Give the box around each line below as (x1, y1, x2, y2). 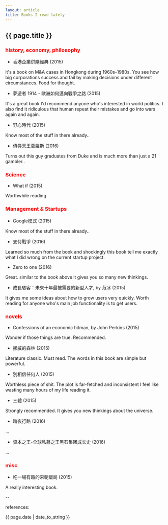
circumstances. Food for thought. (5, 80, 75, 86)
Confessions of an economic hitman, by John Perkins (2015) (12, 325, 139, 331)
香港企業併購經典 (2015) (12, 59, 64, 65)
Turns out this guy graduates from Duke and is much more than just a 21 (5, 153, 157, 159)
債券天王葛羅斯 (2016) (12, 143, 59, 149)
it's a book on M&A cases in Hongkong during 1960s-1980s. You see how (5, 69, 159, 75)
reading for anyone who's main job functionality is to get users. (5, 300, 138, 306)
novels (5, 313, 22, 320)
